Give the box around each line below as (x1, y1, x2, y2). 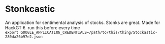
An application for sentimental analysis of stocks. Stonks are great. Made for (5, 20, 161, 25)
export (5, 30, 19, 35)
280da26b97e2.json (5, 34, 43, 39)
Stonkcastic (5, 3, 55, 15)
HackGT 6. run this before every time (5, 24, 80, 30)
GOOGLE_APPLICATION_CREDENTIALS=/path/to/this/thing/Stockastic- (20, 30, 158, 35)
